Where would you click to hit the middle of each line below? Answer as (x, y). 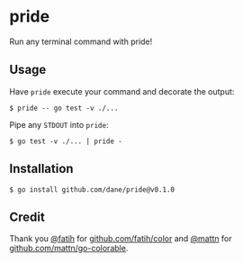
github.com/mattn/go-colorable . (69, 248)
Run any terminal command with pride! (81, 41)
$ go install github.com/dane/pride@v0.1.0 (92, 190)
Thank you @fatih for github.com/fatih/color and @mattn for (121, 239)
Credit (27, 217)
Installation (41, 169)
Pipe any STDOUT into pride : (59, 124)
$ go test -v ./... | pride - (66, 141)
